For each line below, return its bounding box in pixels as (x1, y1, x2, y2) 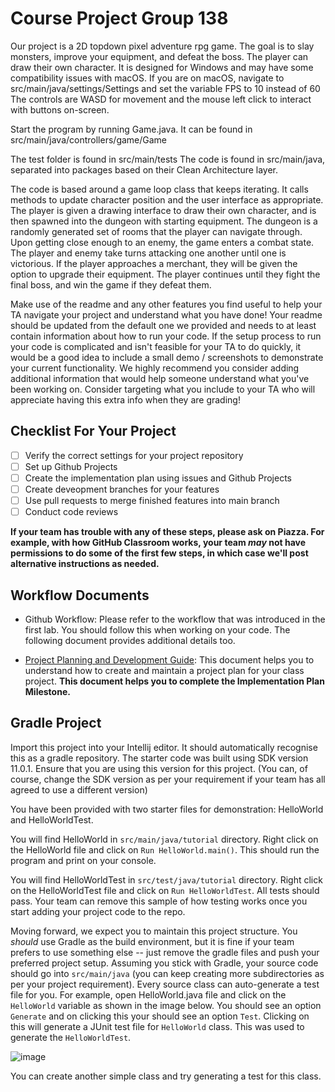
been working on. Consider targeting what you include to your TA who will (10, 383, 316, 395)
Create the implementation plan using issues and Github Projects (24, 472, 292, 484)
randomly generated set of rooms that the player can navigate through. (10, 225, 303, 237)
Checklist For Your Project (10, 423, 177, 440)
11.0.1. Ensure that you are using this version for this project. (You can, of (10, 762, 308, 774)
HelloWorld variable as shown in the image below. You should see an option (10, 999, 322, 1011)
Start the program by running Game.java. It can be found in (10, 123, 253, 135)
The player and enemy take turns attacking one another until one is (10, 247, 287, 259)
